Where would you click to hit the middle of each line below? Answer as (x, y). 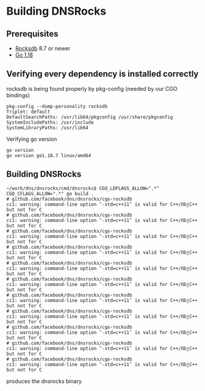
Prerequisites (32, 34)
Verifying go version (32, 139)
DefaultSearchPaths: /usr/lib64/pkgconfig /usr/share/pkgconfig (90, 117)
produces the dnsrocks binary (44, 381)
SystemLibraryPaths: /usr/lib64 (47, 127)
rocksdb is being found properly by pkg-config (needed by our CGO (92, 88)
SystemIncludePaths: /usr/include (50, 122)
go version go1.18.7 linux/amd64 (49, 156)
